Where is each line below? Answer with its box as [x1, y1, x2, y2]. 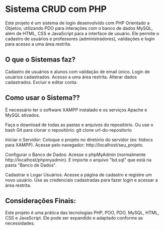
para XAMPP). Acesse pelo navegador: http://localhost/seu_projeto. [5, 142, 144, 148]
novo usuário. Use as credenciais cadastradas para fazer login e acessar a [5, 177, 158, 183]
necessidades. [5, 220, 35, 227]
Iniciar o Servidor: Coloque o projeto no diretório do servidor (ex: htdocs [5, 137, 153, 143]
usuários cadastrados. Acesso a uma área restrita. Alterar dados [5, 74, 137, 80]
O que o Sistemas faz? [5, 56, 76, 64]
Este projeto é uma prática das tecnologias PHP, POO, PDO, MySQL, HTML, [5, 210, 160, 216]
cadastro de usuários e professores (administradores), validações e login [5, 36, 155, 42]
